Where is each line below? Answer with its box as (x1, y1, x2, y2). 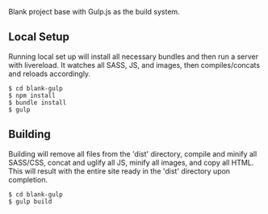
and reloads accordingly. (8, 69, 91, 78)
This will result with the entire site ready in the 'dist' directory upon (8, 166, 231, 176)
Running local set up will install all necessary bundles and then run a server (8, 52, 259, 61)
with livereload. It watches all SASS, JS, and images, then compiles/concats (8, 60, 261, 69)
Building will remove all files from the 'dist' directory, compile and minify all (8, 149, 258, 158)
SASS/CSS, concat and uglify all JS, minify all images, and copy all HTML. (8, 157, 254, 167)
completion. (8, 174, 48, 184)
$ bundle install (8, 99, 67, 107)
